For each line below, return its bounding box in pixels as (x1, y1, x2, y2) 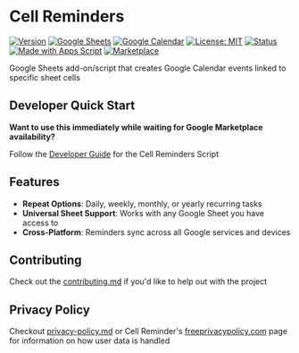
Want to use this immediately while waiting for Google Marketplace (9, 122, 263, 132)
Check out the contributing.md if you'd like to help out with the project (9, 276, 268, 287)
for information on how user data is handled (9, 335, 170, 346)
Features (9, 174, 60, 189)
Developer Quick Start (9, 98, 136, 113)
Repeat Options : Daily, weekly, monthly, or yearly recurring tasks (21, 198, 262, 209)
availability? (9, 131, 55, 142)
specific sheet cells (9, 71, 80, 82)
